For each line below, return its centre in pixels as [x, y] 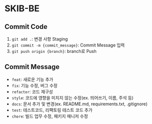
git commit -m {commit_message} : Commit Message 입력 [68, 45]
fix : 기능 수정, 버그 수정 [35, 85]
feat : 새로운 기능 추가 [32, 79]
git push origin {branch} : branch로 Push [54, 51]
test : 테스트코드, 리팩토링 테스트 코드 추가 [52, 110]
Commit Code [26, 27]
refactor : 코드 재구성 [32, 92]
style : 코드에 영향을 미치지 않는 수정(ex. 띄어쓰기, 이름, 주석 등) [73, 98]
